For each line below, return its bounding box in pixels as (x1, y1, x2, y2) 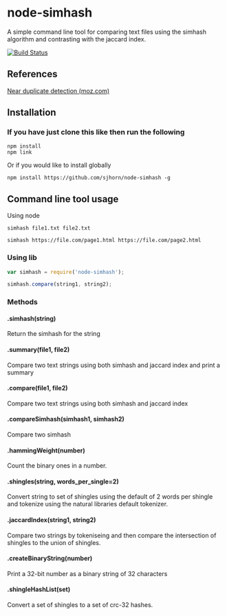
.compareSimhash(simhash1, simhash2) (7, 415, 125, 424)
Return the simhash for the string (7, 330, 101, 338)
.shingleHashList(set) (7, 585, 71, 594)
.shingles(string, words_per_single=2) (7, 477, 119, 486)
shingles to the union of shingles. (7, 538, 101, 546)
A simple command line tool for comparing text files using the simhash (7, 28, 207, 36)
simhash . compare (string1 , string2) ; (7, 281, 112, 288)
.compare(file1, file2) (7, 384, 68, 393)
